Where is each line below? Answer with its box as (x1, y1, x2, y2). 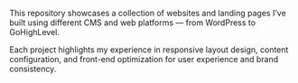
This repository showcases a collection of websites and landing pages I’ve (9, 8, 286, 18)
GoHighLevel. (9, 27, 61, 37)
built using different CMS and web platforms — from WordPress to (9, 17, 256, 28)
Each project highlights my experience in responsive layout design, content (9, 44, 289, 55)
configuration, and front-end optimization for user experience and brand (9, 54, 278, 64)
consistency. (9, 63, 57, 74)
